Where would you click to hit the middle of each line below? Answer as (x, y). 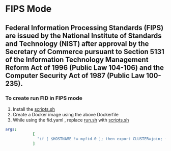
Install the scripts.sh (34, 109)
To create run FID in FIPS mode (44, 98)
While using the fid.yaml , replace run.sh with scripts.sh (71, 120)
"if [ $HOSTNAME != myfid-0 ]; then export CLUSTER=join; (100, 139)
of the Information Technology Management (77, 59)
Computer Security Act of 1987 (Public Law (75, 75)
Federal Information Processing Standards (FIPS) (84, 28)
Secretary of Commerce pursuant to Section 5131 (85, 52)
